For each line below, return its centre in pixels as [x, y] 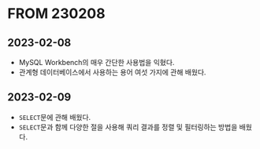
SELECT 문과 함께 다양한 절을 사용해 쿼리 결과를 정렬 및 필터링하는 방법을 [128, 127]
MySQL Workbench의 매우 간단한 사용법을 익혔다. [97, 62]
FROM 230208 [56, 14]
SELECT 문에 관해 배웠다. [55, 117]
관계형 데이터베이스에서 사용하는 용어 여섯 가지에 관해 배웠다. [112, 72]
